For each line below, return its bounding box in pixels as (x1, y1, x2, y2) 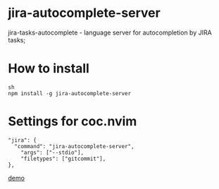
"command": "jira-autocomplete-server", (14, 142, 134, 150)
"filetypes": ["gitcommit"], (20, 155, 106, 162)
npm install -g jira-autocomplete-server (8, 90, 132, 97)
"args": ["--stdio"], (20, 149, 84, 156)
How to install (8, 61, 90, 77)
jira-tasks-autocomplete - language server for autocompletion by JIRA (8, 28, 212, 37)
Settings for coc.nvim (8, 114, 137, 130)
